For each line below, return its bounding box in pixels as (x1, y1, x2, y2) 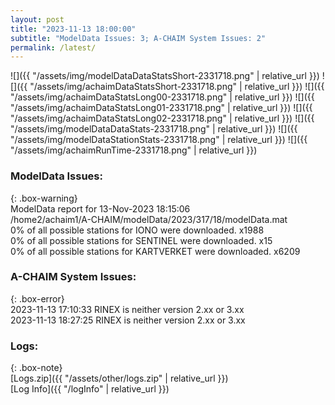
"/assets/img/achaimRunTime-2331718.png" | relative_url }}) (10, 144, 258, 156)
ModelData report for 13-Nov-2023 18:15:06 (10, 202, 191, 215)
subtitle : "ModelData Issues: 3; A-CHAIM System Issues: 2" (10, 33, 267, 43)
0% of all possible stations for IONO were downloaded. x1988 (10, 224, 265, 236)
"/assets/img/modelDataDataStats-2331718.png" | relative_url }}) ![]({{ (10, 123, 298, 135)
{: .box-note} (10, 362, 63, 374)
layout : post (10, 14, 65, 25)
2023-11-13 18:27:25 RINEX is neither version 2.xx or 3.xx (10, 314, 246, 326)
